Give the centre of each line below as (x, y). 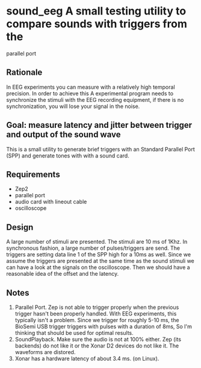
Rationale (24, 73)
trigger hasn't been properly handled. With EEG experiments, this (96, 314)
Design (20, 227)
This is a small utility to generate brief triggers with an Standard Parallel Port (101, 149)
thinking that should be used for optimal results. (74, 333)
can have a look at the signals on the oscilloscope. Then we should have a (98, 267)
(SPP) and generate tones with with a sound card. (68, 156)
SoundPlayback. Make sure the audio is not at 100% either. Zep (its (98, 339)
